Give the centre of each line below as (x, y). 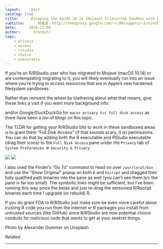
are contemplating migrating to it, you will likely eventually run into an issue (80, 78)
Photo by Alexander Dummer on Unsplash (47, 228)
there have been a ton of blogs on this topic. (49, 118)
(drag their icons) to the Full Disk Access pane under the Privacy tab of (77, 143)
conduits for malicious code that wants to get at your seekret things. (73, 218)
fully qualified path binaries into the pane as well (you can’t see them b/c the (81, 178)
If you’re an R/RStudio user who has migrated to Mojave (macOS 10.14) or (78, 73)
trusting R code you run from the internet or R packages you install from (77, 208)
